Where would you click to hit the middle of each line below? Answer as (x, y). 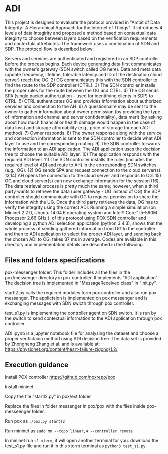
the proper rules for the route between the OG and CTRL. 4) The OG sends (82, 90)
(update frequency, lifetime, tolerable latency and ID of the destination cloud (84, 74)
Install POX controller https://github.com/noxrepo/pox (60, 377)
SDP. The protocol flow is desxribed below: (49, 49)
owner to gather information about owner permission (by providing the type (83, 112)
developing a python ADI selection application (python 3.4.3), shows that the (84, 223)
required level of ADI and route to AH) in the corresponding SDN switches (81, 165)
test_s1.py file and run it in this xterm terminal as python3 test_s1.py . (76, 446)
